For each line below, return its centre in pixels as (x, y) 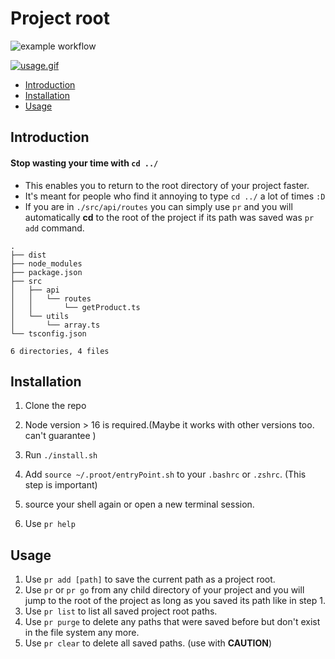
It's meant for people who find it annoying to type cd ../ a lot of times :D (175, 196)
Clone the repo (55, 406)
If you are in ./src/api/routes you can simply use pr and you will (158, 206)
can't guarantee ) (60, 436)
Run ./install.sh (61, 455)
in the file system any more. (82, 633)
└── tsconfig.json (48, 333)
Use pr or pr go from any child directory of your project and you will (164, 590)
